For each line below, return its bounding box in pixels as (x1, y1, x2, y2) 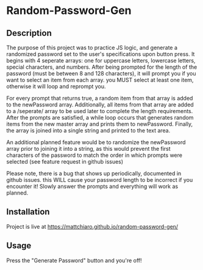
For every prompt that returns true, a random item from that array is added (6, 95, 193, 102)
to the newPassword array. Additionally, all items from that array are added (6, 101, 194, 108)
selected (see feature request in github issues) (6, 158, 124, 165)
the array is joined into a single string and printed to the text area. (6, 127, 171, 134)
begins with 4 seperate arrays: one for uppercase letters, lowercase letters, (6, 57, 196, 64)
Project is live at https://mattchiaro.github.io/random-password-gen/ (6, 223, 179, 230)
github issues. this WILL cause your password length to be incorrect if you (6, 176, 193, 183)
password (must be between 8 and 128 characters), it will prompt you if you (6, 70, 196, 77)
